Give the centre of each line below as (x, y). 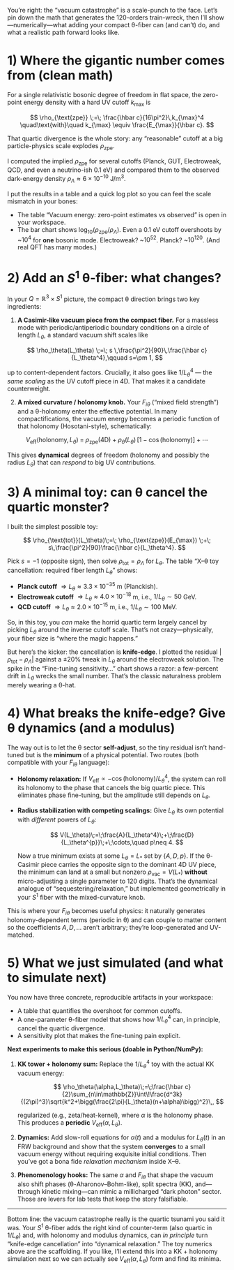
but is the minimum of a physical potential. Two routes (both (112, 755)
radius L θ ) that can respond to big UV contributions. (81, 463)
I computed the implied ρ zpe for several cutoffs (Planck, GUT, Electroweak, (114, 162)
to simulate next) (57, 978)
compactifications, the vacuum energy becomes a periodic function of (118, 419)
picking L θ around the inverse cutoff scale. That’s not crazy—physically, (110, 630)
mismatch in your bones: (42, 201)
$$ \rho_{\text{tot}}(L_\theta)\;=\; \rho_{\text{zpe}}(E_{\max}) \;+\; (117, 540)
